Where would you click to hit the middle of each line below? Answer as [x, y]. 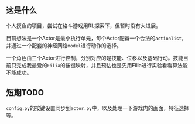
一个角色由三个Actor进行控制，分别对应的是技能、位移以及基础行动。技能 [95, 58]
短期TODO [25, 93]
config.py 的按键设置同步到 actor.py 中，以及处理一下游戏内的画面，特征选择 [97, 108]
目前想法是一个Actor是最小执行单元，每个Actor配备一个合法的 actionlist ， [97, 38]
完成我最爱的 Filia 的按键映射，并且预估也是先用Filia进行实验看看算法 [100, 65]
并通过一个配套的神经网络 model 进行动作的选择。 [64, 45]
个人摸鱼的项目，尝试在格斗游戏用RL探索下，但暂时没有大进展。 [83, 26]
